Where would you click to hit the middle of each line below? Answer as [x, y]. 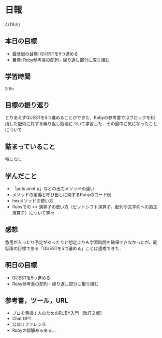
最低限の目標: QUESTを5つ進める [45, 53]
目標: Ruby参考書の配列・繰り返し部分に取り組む [61, 60]
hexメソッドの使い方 [33, 201]
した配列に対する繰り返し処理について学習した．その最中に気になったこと [83, 124]
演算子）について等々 [33, 213]
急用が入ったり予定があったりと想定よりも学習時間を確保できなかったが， [79, 242]
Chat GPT [22, 319]
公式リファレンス [29, 324]
